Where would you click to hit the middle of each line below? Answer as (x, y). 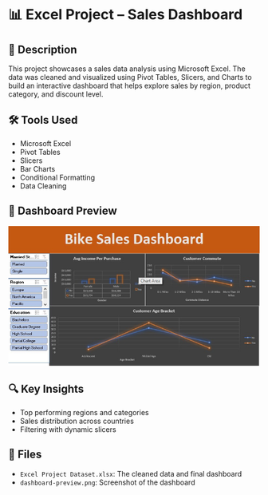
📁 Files (25, 455)
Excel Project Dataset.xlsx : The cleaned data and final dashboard (131, 473)
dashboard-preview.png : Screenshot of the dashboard (107, 482)
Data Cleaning (43, 186)
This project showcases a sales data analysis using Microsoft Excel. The (127, 69)
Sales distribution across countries (77, 421)
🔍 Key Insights (46, 389)
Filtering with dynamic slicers (68, 429)
